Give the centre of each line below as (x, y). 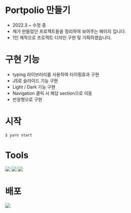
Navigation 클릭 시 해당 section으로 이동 (52, 93)
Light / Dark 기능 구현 (34, 87)
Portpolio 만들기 (38, 10)
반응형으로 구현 (27, 99)
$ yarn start (19, 135)
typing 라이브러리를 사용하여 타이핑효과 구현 (56, 74)
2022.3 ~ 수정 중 (29, 25)
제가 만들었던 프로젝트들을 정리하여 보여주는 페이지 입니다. (69, 31)
